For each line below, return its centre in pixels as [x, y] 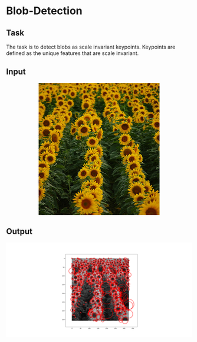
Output [19, 232]
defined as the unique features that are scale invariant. [73, 53]
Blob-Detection [44, 11]
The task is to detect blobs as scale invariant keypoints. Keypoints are [91, 47]
